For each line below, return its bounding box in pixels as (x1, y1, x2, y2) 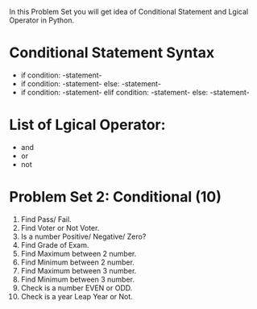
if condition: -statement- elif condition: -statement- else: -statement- (20, 87, 250, 97)
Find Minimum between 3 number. (20, 274, 135, 284)
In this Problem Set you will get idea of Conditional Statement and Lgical (9, 7, 249, 16)
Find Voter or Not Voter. (20, 223, 100, 232)
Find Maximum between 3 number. (20, 265, 137, 275)
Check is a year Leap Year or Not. (20, 291, 134, 301)
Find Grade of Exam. (20, 240, 89, 249)
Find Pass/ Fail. (20, 214, 72, 224)
